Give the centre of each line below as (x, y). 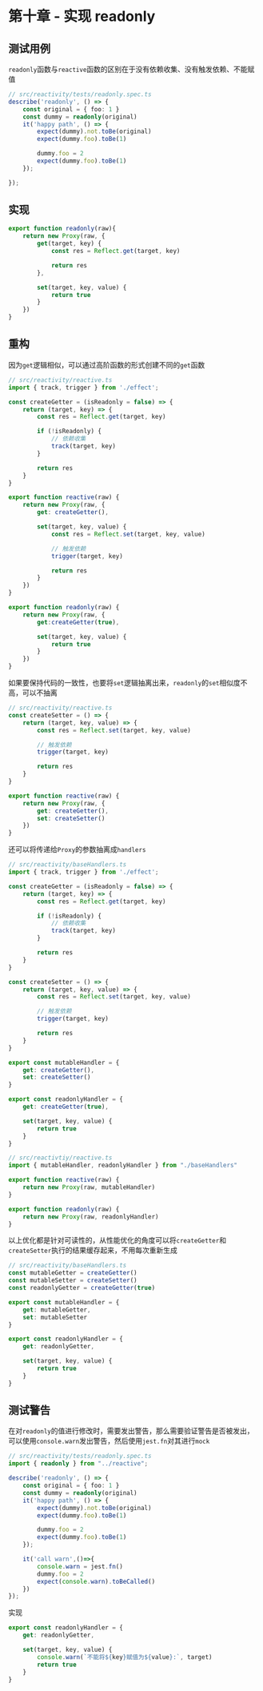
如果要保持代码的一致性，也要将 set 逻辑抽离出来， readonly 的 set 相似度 (125, 683)
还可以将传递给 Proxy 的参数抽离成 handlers (77, 850)
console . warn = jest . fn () (80, 1566)
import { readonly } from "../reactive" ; (78, 1464)
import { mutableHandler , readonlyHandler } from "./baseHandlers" (123, 1166)
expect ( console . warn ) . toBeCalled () (96, 1581)
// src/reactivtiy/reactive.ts (60, 1158)
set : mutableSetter (55, 1317)
